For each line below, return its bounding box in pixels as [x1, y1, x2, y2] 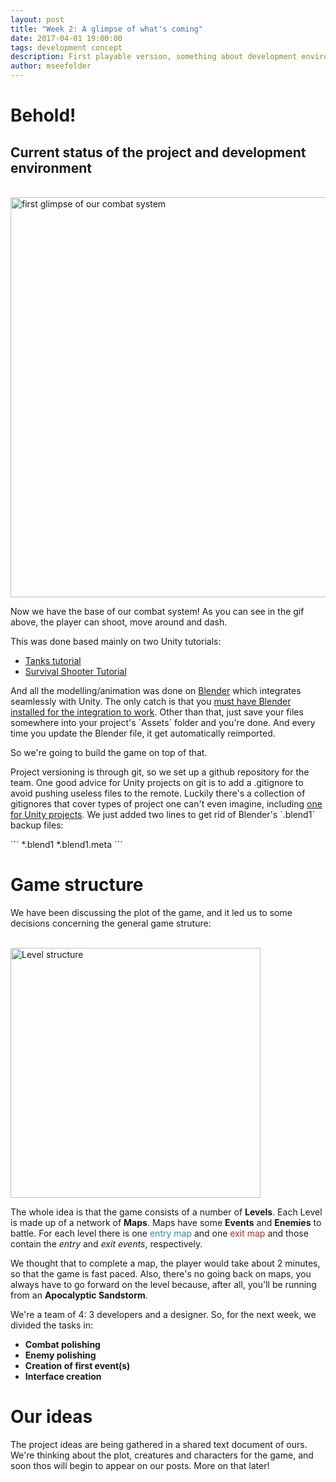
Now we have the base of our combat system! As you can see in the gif [10, 606, 305, 617]
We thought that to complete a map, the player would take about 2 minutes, [10, 1257, 321, 1269]
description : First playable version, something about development [10, 52, 298, 62]
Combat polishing [24, 1338, 101, 1350]
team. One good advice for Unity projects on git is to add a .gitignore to [10, 777, 304, 788]
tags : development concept [10, 42, 123, 53]
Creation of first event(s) [24, 1359, 131, 1371]
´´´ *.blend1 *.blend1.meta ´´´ [10, 839, 123, 850]
